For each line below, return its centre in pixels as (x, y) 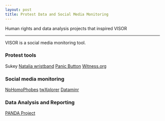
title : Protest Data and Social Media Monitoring (57, 14)
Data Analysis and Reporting (40, 103)
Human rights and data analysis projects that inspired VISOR (66, 28)
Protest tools (21, 55)
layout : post (18, 10)
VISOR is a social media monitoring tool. (45, 42)
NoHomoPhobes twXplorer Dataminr (42, 90)
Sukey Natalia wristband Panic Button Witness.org (56, 66)
